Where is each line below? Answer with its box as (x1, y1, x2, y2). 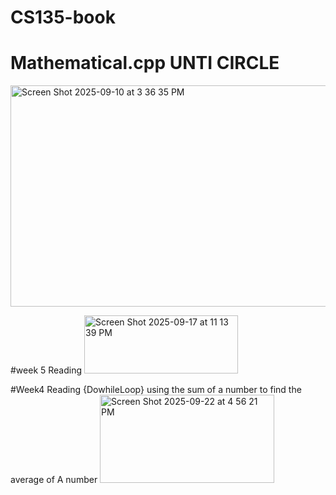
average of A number (10, 474, 98, 486)
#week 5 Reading (10, 364, 83, 376)
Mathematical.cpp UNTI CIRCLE (10, 52, 280, 75)
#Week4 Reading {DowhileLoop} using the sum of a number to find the (10, 384, 302, 396)
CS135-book (10, 6, 116, 29)
